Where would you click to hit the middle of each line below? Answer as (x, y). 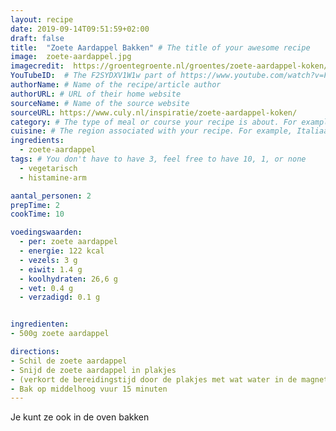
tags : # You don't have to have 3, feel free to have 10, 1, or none (158, 159)
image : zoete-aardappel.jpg (71, 57)
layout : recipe (42, 19)
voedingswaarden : (46, 232)
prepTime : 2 (35, 205)
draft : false (37, 38)
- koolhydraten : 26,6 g (68, 279)
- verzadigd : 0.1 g (60, 297)
